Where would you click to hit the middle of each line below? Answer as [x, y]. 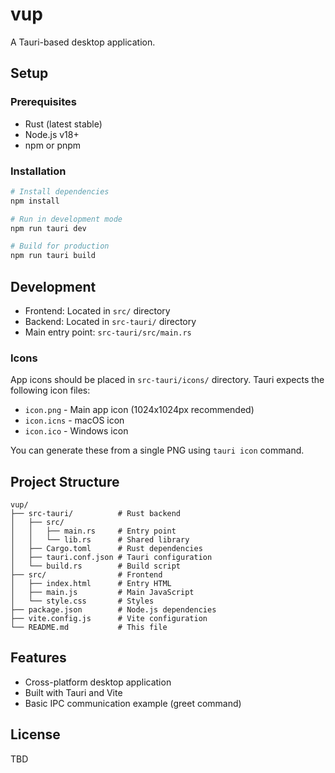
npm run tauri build [53, 256]
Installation [38, 171]
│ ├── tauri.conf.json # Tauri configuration [111, 558]
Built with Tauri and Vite [73, 692]
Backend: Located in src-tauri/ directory [110, 321]
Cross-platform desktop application [98, 682]
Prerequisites [43, 102]
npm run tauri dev [48, 228]
